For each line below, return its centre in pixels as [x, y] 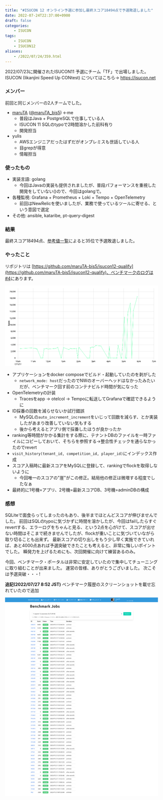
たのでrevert [24, 447]
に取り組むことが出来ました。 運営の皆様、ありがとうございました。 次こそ [81, 568]
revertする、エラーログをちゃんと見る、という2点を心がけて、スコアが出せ [80, 527]
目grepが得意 [33, 148]
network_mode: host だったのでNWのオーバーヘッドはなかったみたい [87, 380]
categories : [17, 26]
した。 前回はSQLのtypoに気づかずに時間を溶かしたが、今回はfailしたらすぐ [81, 521]
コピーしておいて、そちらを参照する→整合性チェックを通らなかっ [90, 441]
